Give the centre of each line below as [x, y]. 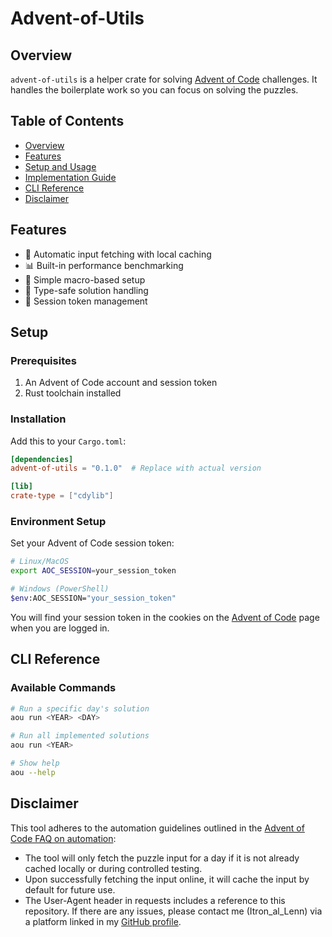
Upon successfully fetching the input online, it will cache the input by [167, 879]
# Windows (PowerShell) [60, 589]
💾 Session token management [86, 301]
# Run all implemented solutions [80, 736]
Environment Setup [58, 522]
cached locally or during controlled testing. [113, 868]
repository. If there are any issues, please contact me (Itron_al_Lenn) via [173, 911]
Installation [38, 419]
